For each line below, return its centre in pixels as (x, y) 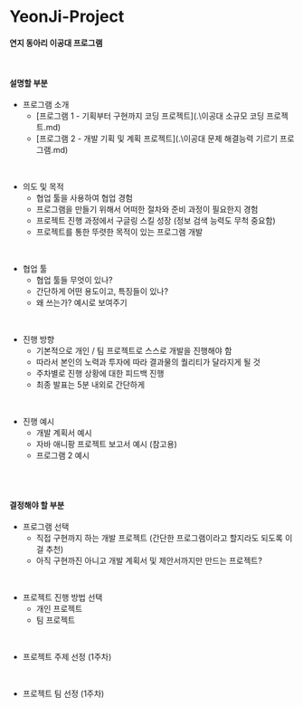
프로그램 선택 (46, 527)
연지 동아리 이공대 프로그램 (56, 43)
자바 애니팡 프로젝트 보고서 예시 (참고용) (107, 444)
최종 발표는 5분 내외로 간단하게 (90, 385)
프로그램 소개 (46, 105)
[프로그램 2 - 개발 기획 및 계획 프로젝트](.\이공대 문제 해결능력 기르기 (157, 139)
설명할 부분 (28, 82)
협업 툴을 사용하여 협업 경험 (84, 198)
